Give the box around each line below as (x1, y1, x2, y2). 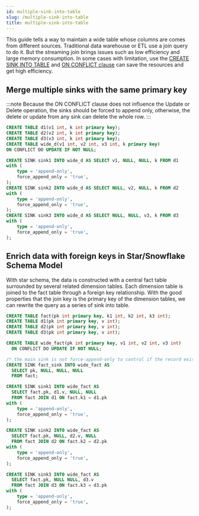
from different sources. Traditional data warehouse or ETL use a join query (6, 42, 188, 49)
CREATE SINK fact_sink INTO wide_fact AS (6, 362, 110, 368)
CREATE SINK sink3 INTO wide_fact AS (6, 471, 99, 477)
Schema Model (6, 261, 63, 271)
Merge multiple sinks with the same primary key (6, 84, 188, 95)
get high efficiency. (6, 68, 53, 75)
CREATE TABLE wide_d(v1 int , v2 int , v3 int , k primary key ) (6, 141, 161, 147)
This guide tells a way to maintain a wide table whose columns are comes (6, 36, 185, 43)
